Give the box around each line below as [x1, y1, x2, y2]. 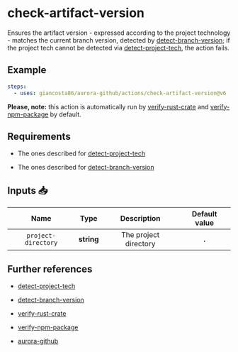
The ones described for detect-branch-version [17, 163, 154, 172]
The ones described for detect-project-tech [17, 149, 146, 158]
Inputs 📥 [7, 185, 48, 197]
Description [120, 214, 161, 224]
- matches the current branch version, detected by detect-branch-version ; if [7, 35, 230, 44]
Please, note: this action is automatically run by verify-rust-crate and [7, 102, 209, 111]
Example [7, 64, 47, 76]
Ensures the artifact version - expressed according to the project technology [7, 28, 231, 37]
